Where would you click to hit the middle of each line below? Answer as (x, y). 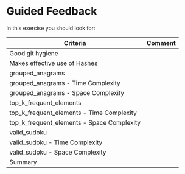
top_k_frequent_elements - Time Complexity (73, 113)
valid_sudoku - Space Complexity (58, 152)
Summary (23, 162)
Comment (161, 43)
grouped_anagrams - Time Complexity (65, 83)
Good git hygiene (34, 53)
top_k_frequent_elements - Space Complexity (75, 122)
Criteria (75, 43)
